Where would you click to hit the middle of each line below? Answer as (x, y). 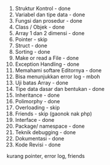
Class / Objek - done (40, 27)
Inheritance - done (37, 95)
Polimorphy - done (38, 101)
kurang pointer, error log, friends (46, 156)
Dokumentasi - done (40, 138)
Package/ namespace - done (50, 126)
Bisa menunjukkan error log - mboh (58, 76)
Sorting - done (33, 52)
